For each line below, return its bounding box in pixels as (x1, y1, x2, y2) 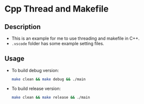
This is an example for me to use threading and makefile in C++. (11, 35, 140, 41)
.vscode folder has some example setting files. (11, 41, 105, 46)
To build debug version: (11, 67, 59, 73)
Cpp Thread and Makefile (4, 3, 109, 15)
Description (4, 23, 41, 31)
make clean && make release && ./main (11, 95, 90, 100)
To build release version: (11, 86, 61, 91)
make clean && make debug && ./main (11, 76, 86, 82)
